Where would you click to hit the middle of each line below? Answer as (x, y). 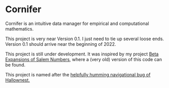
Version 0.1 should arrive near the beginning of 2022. (61, 44)
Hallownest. (18, 80)
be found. (15, 65)
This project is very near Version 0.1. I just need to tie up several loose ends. (84, 39)
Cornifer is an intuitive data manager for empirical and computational (77, 23)
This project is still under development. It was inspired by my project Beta (82, 54)
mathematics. (20, 28)
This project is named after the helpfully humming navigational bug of (78, 74)
